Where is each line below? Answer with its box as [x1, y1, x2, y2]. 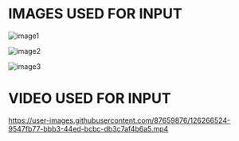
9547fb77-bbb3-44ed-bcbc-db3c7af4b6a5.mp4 [8, 124, 169, 133]
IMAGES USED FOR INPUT [8, 5, 182, 23]
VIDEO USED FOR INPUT [8, 90, 171, 108]
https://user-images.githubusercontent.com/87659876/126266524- [8, 116, 231, 125]
